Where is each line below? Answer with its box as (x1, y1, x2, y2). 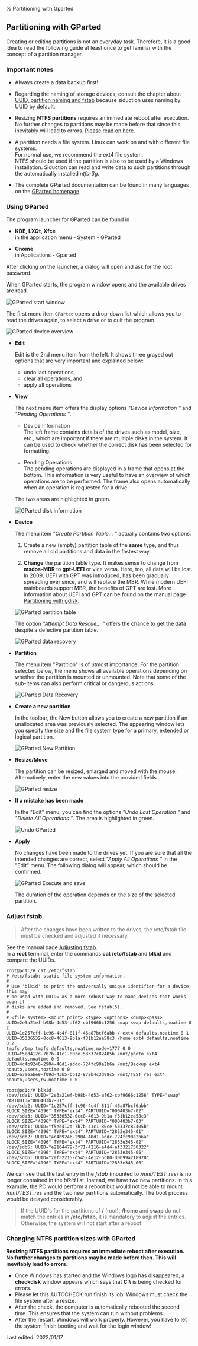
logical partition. (14, 733, 54, 740)
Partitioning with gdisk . (23, 597, 80, 604)
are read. (6, 287, 28, 294)
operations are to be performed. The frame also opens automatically (23, 478, 190, 485)
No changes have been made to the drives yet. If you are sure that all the (14, 849, 192, 857)
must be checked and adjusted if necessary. (20, 932, 129, 939)
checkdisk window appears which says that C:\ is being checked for (14, 1278, 183, 1285)
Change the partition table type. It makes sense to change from (23, 559, 178, 567)
